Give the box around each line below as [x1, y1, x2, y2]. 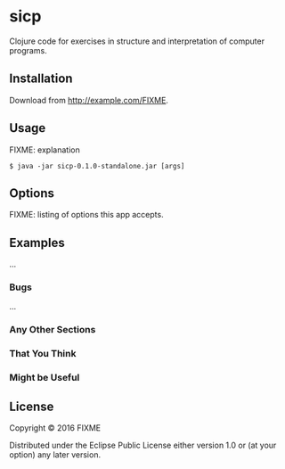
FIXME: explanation [9, 144, 80, 155]
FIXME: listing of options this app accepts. [9, 210, 164, 220]
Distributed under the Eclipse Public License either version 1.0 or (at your [9, 440, 277, 451]
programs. [9, 45, 47, 55]
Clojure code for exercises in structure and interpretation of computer [9, 36, 265, 46]
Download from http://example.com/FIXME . [9, 95, 169, 105]
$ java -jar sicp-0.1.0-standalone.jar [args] [9, 161, 185, 170]
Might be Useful [9, 372, 80, 384]
